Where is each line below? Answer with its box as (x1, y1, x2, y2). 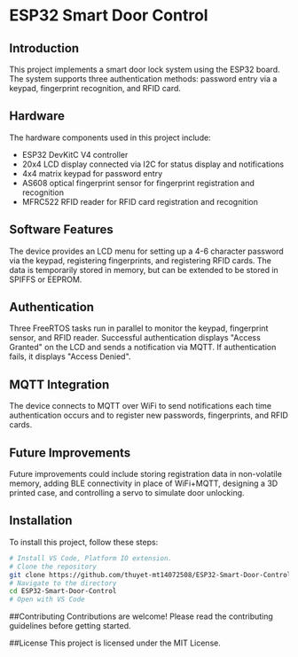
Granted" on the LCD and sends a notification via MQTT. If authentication (9, 342, 277, 353)
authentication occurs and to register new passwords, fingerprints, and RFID (9, 410, 288, 421)
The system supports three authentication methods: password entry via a (9, 74, 278, 84)
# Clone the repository (9, 562, 98, 571)
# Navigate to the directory (9, 578, 117, 588)
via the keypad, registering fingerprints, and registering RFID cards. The (9, 254, 272, 266)
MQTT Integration (9, 377, 110, 392)
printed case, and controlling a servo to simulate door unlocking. (9, 488, 246, 498)
